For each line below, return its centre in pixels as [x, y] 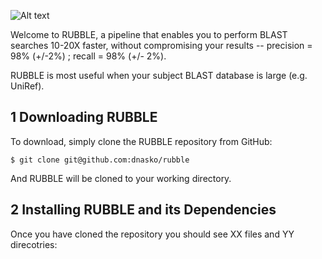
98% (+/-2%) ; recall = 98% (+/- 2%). [88, 56]
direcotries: [34, 244]
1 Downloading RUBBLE [84, 117]
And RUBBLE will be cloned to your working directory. [121, 178]
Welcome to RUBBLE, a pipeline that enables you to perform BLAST [149, 34]
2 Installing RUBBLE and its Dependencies [143, 210]
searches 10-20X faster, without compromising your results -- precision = [161, 45]
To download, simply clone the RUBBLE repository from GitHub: [141, 141]
